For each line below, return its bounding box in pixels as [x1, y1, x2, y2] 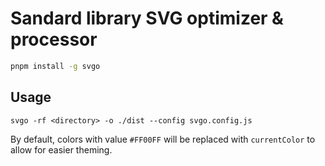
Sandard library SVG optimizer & [10, 7, 284, 30]
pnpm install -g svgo [10, 61, 101, 71]
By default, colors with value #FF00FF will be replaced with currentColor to [10, 133, 316, 145]
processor [10, 28, 98, 51]
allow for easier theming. [10, 143, 113, 156]
